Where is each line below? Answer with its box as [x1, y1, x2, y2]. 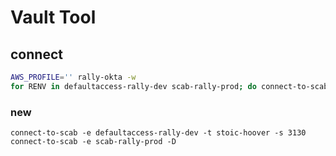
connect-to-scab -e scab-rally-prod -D [10, 137, 177, 147]
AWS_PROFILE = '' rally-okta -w [10, 72, 137, 82]
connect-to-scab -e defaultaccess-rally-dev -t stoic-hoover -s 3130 [10, 128, 307, 138]
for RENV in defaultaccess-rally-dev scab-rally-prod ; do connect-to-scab [10, 81, 329, 91]
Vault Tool [10, 6, 97, 29]
